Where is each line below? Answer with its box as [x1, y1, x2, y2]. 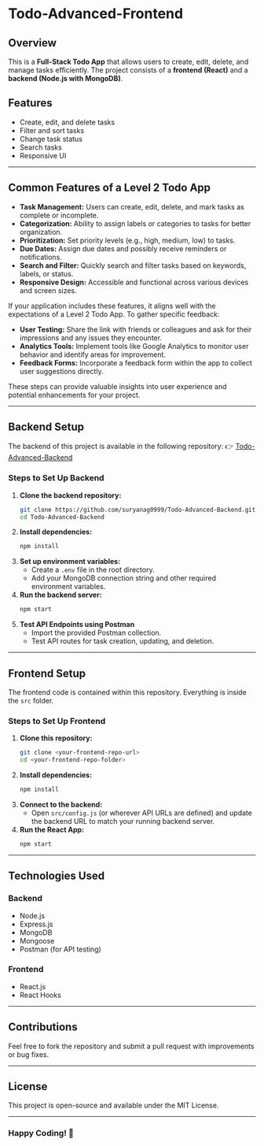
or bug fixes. [8, 1049, 49, 1059]
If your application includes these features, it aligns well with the [8, 301, 216, 310]
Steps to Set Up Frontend [8, 715, 106, 726]
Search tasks [19, 143, 63, 152]
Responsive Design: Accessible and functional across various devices [19, 277, 249, 287]
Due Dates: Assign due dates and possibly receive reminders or [19, 243, 227, 253]
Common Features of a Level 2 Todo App [8, 181, 211, 195]
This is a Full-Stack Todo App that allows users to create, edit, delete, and [8, 57, 249, 66]
